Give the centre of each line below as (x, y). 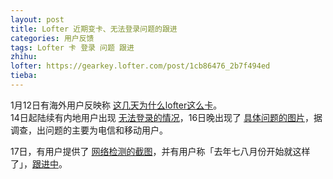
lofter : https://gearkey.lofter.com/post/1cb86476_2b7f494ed (140, 66)
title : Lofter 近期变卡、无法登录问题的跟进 (94, 29)
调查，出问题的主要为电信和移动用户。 (89, 130)
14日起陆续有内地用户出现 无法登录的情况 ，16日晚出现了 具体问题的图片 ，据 (166, 117)
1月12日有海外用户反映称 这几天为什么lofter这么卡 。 (116, 105)
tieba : (24, 76)
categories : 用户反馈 (52, 38)
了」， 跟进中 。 (39, 163)
